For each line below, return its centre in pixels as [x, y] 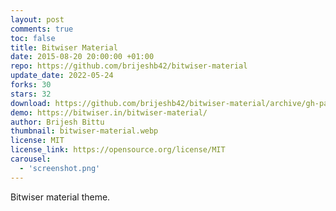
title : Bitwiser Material [64, 47]
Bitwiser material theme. [60, 197]
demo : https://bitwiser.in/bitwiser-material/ [109, 112]
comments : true [42, 29]
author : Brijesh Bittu [57, 122]
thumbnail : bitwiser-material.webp [84, 131]
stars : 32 [31, 94]
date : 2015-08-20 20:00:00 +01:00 [82, 57]
